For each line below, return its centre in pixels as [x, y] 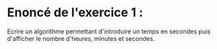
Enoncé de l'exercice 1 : [75, 13]
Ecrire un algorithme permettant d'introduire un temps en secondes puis [109, 31]
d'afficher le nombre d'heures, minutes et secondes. [81, 38]
